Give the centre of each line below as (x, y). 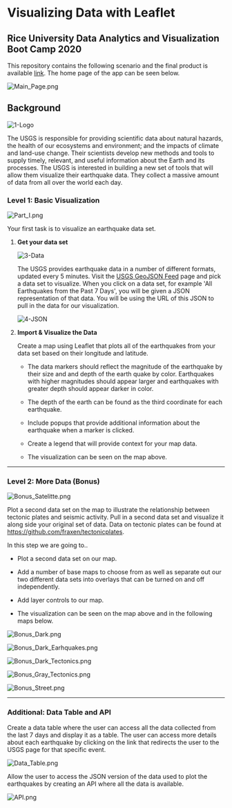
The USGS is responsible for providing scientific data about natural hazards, (115, 138)
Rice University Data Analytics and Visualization (113, 38)
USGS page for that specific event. (57, 749)
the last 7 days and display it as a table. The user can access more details (112, 735)
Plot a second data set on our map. (67, 559)
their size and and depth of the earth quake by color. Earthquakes (121, 374)
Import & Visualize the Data (57, 333)
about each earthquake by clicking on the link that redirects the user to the (113, 742)
